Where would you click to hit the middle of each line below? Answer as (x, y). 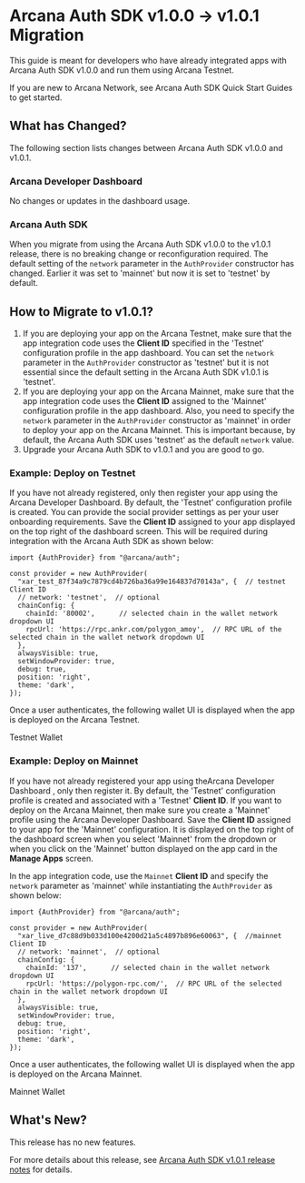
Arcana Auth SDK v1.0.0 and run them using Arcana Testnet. (122, 70)
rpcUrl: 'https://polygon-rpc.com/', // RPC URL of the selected (154, 984)
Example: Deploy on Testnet (73, 473)
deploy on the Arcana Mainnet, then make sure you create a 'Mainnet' (140, 810)
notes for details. (41, 1169)
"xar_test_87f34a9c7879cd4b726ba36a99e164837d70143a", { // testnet (152, 582)
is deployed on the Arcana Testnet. (75, 720)
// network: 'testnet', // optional (89, 598)
